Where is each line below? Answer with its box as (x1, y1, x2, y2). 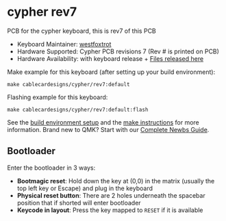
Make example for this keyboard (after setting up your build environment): (7, 68, 216, 76)
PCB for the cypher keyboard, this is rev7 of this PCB (7, 27, 156, 35)
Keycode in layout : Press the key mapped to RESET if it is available (16, 206, 203, 214)
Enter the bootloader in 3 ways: (7, 164, 96, 172)
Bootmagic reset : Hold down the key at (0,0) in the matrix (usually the (16, 177, 215, 185)
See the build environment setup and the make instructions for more (7, 118, 200, 127)
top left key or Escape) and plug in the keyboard (16, 184, 153, 192)
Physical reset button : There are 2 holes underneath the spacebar (16, 191, 205, 199)
